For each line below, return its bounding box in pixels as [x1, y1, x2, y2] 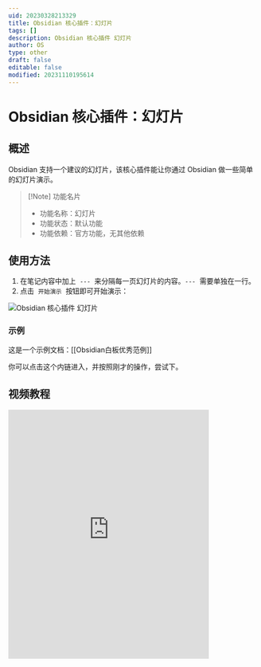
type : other [8, 49, 48, 57]
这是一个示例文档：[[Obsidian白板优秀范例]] [8, 344, 153, 355]
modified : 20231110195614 [8, 71, 94, 79]
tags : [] [8, 26, 37, 34]
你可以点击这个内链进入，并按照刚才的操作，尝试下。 [8, 362, 183, 371]
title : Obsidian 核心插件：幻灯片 [8, 19, 113, 27]
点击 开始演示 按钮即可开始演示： [19, 286, 129, 296]
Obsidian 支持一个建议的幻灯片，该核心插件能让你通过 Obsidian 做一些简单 [8, 164, 254, 174]
